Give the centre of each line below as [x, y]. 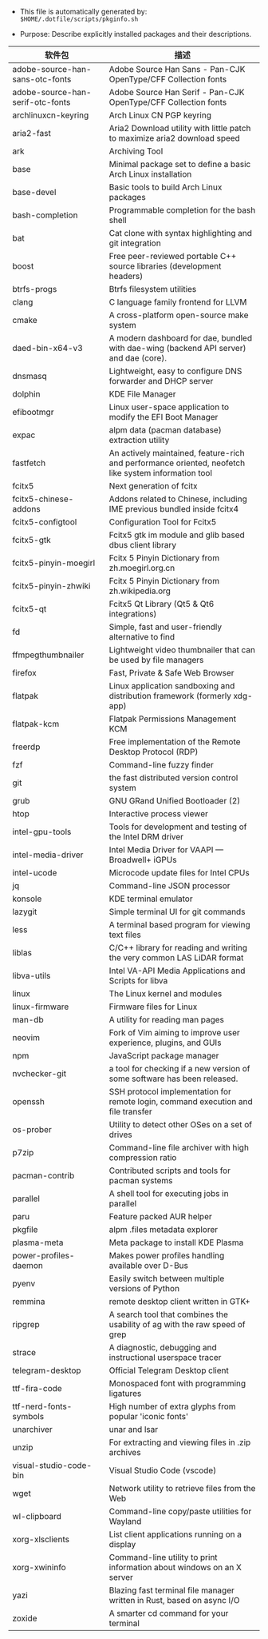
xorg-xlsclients [41, 1539]
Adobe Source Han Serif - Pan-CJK [177, 92]
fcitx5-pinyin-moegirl [54, 563]
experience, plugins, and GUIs [165, 1043]
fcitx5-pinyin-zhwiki [51, 586]
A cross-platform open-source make [179, 315]
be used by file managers [156, 660]
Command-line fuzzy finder [161, 765]
